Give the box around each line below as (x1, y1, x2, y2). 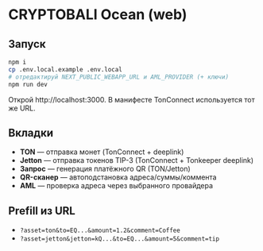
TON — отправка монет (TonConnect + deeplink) (19, 147, 184, 156)
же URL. (8, 103, 36, 113)
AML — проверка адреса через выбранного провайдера (19, 181, 213, 191)
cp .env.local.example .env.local (8, 65, 123, 73)
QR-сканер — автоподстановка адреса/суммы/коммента (19, 172, 217, 182)
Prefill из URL (8, 204, 75, 218)
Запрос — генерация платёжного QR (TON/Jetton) (19, 164, 191, 174)
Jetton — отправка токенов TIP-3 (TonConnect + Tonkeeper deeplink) (19, 156, 254, 165)
